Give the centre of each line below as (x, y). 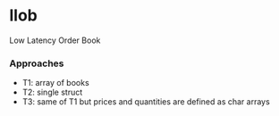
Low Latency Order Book (55, 40)
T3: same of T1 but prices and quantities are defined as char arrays (146, 102)
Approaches (37, 63)
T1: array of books (55, 83)
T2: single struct (52, 92)
